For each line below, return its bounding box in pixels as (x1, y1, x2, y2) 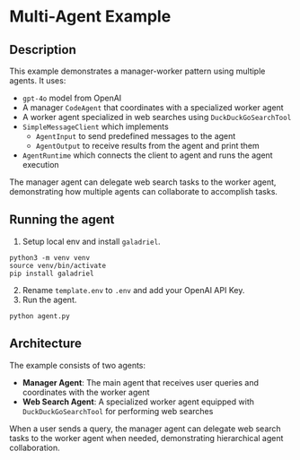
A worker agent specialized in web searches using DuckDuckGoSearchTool (22, 112, 292, 122)
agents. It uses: (9, 75, 66, 86)
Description (9, 42, 76, 57)
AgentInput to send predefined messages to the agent (35, 131, 236, 141)
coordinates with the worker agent (22, 386, 150, 397)
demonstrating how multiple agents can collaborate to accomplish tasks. (9, 187, 278, 196)
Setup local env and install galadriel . (22, 236, 161, 247)
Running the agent (9, 213, 115, 228)
